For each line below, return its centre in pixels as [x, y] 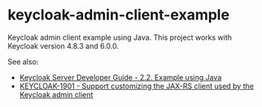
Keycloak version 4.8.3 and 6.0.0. [63, 45]
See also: [23, 62]
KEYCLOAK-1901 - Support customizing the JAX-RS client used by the [136, 86]
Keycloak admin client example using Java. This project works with [120, 37]
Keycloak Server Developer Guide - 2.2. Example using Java [120, 77]
